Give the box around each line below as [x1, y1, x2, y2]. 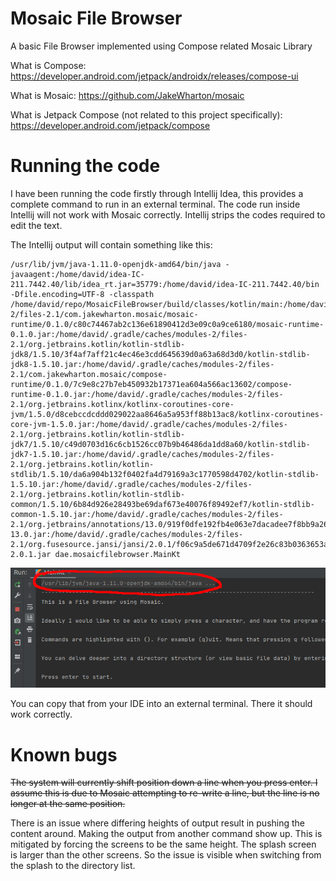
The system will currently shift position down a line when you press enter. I [10, 777, 318, 789]
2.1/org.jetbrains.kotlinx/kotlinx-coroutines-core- [10, 399, 235, 409]
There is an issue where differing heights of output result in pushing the [10, 817, 306, 829]
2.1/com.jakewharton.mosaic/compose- [10, 369, 168, 379]
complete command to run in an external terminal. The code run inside [10, 198, 301, 210]
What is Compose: [10, 59, 87, 71]
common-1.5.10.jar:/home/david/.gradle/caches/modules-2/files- [10, 509, 284, 519]
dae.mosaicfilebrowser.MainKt [54, 549, 182, 559]
